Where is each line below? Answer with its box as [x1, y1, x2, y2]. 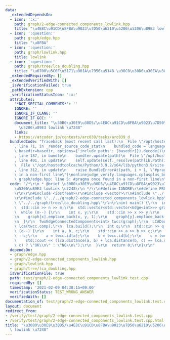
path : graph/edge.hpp [14, 36, 60, 41]
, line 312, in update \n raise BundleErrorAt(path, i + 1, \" [14, 167, 155, 173]
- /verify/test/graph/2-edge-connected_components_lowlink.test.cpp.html [5, 318, 164, 323]
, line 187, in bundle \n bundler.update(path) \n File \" [14, 153, 146, 158]
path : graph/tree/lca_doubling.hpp [14, 64, 90, 69]
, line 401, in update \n [14, 158, 67, 163]
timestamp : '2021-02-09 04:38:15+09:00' [10, 285, 96, 290]
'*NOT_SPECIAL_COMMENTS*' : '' [14, 102, 78, 107]
